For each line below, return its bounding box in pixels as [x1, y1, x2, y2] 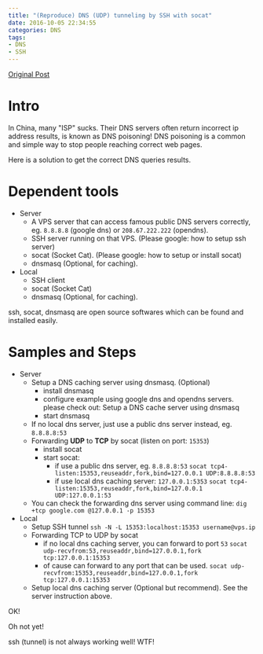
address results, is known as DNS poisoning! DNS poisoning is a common [8, 131, 246, 141]
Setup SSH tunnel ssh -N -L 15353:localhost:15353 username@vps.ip [31, 522, 256, 531]
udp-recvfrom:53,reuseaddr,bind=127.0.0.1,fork [42, 547, 202, 555]
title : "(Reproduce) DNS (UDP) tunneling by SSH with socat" [8, 11, 213, 20]
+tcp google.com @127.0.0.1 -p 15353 [31, 506, 155, 515]
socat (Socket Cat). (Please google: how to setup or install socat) [31, 250, 242, 259]
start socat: [42, 453, 80, 462]
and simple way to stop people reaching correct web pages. [8, 139, 203, 149]
